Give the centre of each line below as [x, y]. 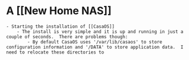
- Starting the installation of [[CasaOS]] [61, 26]
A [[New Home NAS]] [59, 11]
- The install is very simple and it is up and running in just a [100, 31]
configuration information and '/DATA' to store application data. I [95, 47]
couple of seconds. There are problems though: [67, 36]
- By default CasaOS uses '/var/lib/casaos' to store [95, 42]
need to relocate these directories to [55, 52]
